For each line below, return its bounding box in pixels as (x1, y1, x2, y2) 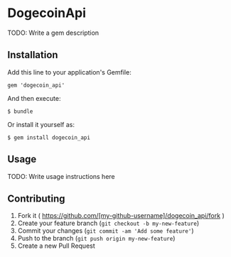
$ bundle (7, 108, 33, 115)
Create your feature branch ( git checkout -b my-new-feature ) (17, 219, 200, 228)
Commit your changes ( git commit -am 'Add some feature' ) (17, 226, 194, 235)
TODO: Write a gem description (7, 28, 100, 37)
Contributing (7, 192, 65, 204)
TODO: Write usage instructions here (7, 172, 115, 180)
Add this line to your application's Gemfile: (7, 67, 131, 76)
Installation (7, 49, 58, 61)
